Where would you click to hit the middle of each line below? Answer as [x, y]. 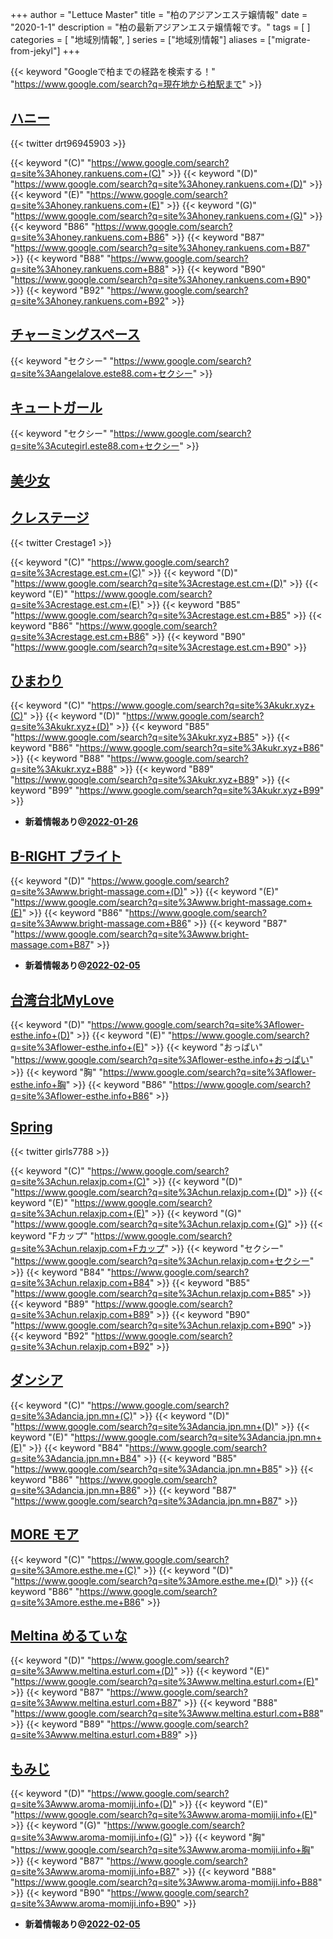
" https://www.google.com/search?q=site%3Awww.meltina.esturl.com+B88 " [167, 1714]
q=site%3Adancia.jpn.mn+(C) [71, 1415]
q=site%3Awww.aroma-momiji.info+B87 [93, 1872]
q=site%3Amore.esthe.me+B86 [75, 1602]
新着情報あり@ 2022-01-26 [81, 822]
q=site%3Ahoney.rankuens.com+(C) [86, 173]
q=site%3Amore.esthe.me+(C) [73, 1570]
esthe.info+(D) [40, 1035]
